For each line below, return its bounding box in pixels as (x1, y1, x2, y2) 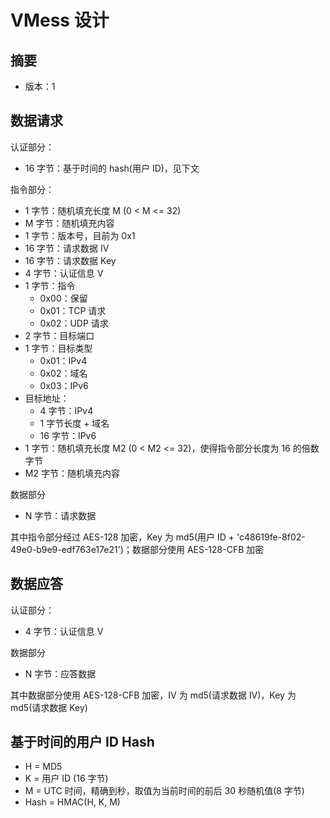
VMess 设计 (10, 9, 110, 32)
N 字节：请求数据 (24, 509, 97, 521)
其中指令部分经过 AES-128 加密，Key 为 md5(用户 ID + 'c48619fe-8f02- (10, 531, 306, 543)
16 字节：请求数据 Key (24, 254, 117, 266)
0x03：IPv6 (39, 379, 89, 391)
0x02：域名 (39, 367, 88, 379)
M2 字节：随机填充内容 (24, 467, 120, 479)
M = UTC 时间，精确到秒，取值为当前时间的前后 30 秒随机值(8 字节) (24, 785, 305, 797)
